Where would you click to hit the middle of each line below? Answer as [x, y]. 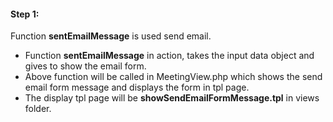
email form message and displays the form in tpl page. [137, 87]
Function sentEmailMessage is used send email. [111, 36]
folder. [38, 109]
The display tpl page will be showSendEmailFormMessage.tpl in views [172, 98]
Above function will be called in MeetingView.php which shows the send [173, 77]
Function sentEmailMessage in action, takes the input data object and [169, 56]
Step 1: [25, 14]
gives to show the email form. [85, 66]
